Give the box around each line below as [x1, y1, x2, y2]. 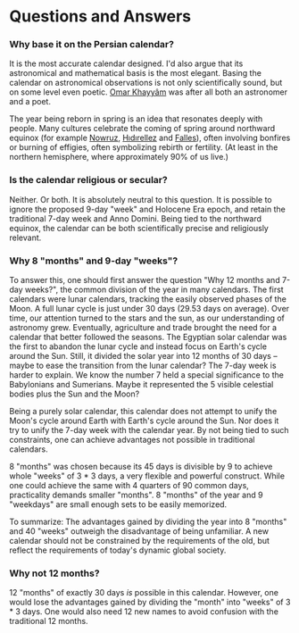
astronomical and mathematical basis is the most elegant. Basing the [9, 68, 262, 79]
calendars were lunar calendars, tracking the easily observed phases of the [9, 294, 287, 304]
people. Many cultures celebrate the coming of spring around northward [9, 123, 275, 134]
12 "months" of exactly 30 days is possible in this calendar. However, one [9, 587, 279, 598]
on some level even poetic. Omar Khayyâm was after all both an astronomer [9, 87, 288, 97]
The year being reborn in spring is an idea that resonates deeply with [9, 113, 263, 124]
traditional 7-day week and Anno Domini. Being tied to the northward [9, 212, 262, 224]
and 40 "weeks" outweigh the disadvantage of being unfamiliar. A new [9, 526, 270, 537]
